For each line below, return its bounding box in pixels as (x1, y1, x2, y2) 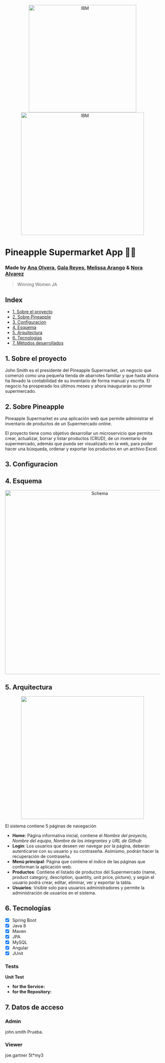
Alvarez (5, 271, 25, 277)
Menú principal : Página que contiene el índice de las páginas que (12, 858, 146, 864)
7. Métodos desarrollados (12, 340, 64, 346)
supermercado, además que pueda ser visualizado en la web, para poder (5, 440, 153, 446)
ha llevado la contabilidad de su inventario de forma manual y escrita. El (5, 378, 151, 384)
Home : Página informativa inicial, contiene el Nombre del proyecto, (12, 832, 148, 838)
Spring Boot (12, 917, 37, 923)
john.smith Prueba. (5, 1029, 43, 1035)
